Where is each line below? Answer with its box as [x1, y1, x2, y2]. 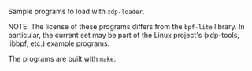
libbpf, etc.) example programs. [8, 39, 110, 48]
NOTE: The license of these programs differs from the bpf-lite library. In [8, 22, 246, 31]
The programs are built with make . [8, 54, 117, 63]
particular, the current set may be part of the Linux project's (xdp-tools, [8, 31, 240, 39]
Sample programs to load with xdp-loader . [8, 7, 145, 16]
